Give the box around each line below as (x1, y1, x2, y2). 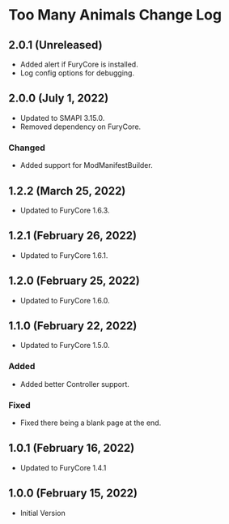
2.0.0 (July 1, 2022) (8, 92, 109, 105)
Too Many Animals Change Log (8, 6, 223, 24)
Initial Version (19, 508, 66, 518)
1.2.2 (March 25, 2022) (8, 184, 126, 198)
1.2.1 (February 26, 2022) (8, 229, 138, 243)
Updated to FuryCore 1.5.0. (19, 341, 110, 350)
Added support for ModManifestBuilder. (19, 161, 153, 170)
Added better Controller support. (19, 379, 129, 389)
